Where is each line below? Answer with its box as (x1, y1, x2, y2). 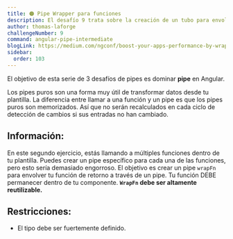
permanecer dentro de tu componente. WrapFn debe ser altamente (7, 178, 198, 186)
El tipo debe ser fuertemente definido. (17, 224, 126, 233)
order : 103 (13, 56, 45, 63)
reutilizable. (7, 186, 43, 194)
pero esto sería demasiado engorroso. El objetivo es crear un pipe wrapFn (7, 163, 216, 172)
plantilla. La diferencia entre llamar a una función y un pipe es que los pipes (7, 95, 223, 104)
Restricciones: (7, 206, 71, 217)
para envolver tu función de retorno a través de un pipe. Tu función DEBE (7, 171, 216, 179)
